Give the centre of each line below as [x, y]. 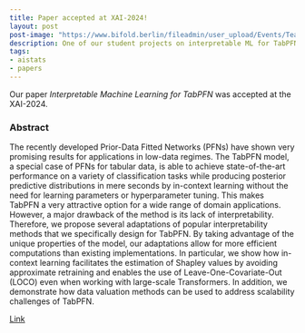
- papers [26, 69]
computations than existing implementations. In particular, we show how [144, 253]
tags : [20, 52]
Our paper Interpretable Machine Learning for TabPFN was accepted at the [151, 94]
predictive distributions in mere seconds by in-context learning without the [149, 186]
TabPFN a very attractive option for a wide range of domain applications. [145, 205]
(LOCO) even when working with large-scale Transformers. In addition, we [148, 282]
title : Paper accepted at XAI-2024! [79, 18]
